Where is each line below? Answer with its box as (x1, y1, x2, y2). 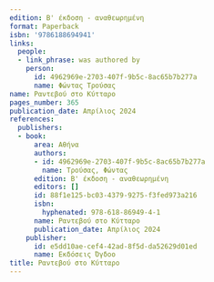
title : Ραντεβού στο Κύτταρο (9, 258, 120, 268)
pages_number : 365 (9, 97, 79, 107)
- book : (17, 132, 47, 141)
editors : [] (33, 183, 79, 192)
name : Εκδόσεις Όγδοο (33, 250, 117, 259)
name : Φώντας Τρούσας (33, 81, 117, 90)
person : (25, 65, 55, 74)
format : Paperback (9, 22, 79, 31)
